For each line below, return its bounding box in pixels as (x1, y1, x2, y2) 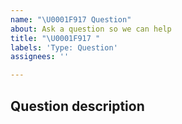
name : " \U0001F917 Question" (10, 14, 132, 25)
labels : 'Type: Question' (10, 42, 118, 53)
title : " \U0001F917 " (10, 33, 101, 43)
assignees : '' (10, 52, 70, 62)
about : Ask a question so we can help (10, 24, 172, 34)
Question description (10, 97, 145, 115)
